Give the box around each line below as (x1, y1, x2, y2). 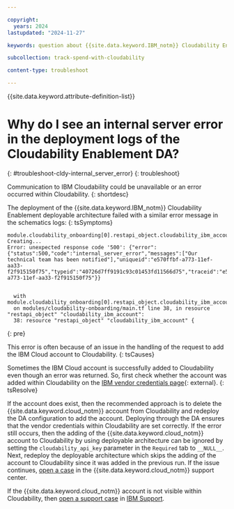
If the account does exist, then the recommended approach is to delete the (7, 399, 222, 407)
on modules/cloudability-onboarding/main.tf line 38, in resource (13, 304, 210, 312)
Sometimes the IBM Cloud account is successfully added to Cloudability (7, 363, 214, 372)
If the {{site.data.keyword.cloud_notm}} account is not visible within (7, 487, 202, 495)
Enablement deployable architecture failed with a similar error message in (7, 210, 218, 219)
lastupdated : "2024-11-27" (7, 29, 86, 36)
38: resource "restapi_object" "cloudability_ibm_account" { (13, 317, 195, 324)
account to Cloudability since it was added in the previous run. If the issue (7, 458, 220, 467)
